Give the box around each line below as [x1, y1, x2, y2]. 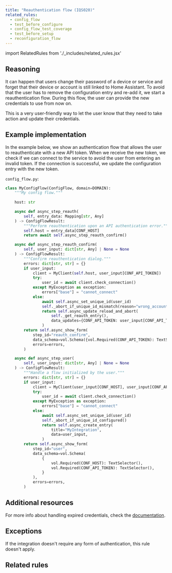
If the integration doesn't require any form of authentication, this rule [5, 540, 150, 546]
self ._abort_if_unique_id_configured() [41, 417, 127, 423]
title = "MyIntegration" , [51, 427, 102, 432]
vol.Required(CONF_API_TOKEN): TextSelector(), [51, 465, 155, 471]
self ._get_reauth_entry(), [51, 313, 109, 319]
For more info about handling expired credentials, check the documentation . [5, 512, 166, 518]
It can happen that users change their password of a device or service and [5, 78, 163, 84]
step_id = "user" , [32, 446, 68, 451]
